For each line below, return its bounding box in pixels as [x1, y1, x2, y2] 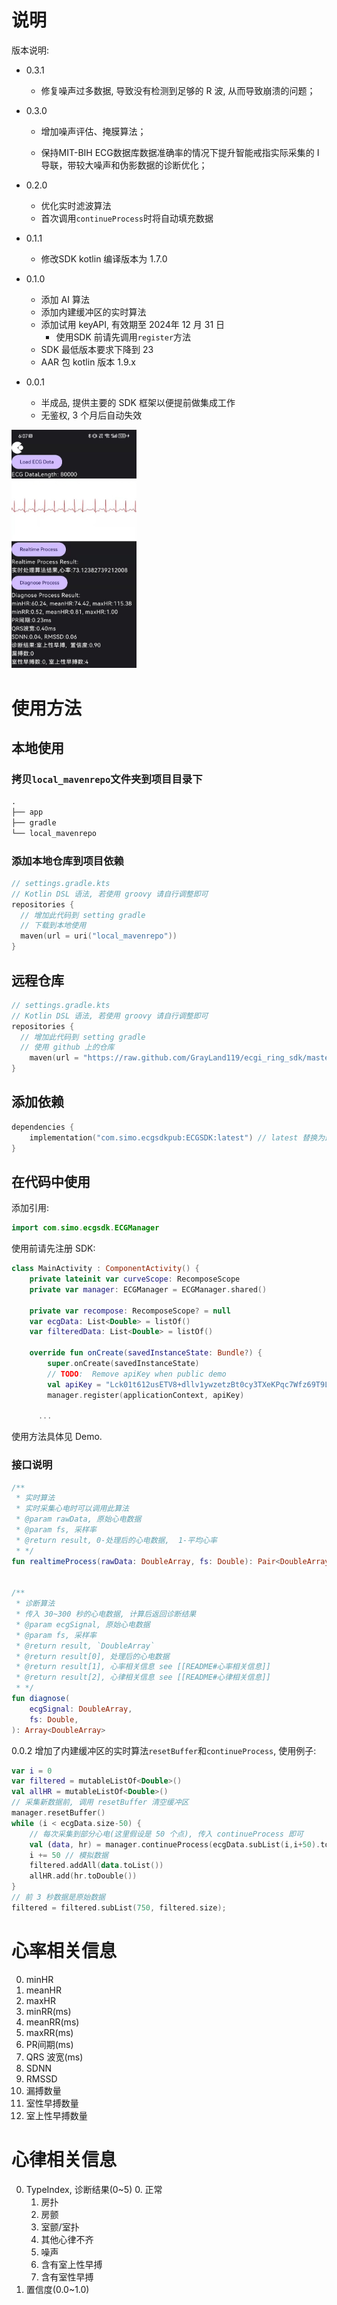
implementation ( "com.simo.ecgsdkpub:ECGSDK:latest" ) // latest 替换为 [29, 1132, 326, 1143]
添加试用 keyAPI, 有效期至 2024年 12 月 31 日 [40, 318, 226, 330]
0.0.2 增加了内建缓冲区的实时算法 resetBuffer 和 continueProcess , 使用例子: [11, 1744, 317, 1756]
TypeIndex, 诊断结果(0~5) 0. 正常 [25, 2183, 163, 2195]
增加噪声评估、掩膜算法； [40, 125, 147, 137]
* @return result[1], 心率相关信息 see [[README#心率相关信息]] [15, 1662, 271, 1672]
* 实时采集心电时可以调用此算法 [15, 1504, 129, 1514]
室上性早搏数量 [25, 2109, 88, 2121]
